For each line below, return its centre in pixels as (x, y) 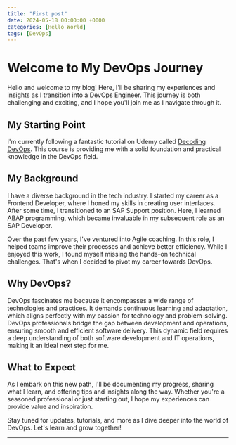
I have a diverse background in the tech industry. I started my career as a (113, 195)
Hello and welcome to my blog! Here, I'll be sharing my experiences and (111, 88)
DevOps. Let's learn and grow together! (64, 428)
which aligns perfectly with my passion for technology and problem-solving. (117, 315)
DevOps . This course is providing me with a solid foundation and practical (114, 149)
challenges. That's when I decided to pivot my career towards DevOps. (110, 262)
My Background (43, 179)
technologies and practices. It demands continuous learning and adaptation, (118, 308)
